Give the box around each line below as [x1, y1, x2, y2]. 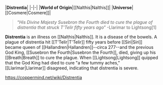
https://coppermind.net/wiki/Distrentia [5, 75, 82, 80]
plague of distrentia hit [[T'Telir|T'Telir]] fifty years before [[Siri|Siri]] [5, 39, 143, 45]
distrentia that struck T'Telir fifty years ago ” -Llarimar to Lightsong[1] [17, 24, 157, 30]
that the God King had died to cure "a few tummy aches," [5, 60, 120, 65]
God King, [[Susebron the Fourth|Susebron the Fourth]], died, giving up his [5, 49, 156, 55]
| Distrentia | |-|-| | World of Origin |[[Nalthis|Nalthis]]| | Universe [5, 5, 132, 10]
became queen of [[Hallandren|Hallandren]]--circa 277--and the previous [5, 44, 154, 50]
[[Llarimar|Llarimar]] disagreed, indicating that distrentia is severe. [5, 65, 139, 71]
